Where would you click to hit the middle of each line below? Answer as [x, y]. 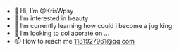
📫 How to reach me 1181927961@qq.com [74, 41]
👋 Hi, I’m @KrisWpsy [44, 11]
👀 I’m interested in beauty [51, 18]
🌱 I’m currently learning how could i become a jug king [93, 26]
